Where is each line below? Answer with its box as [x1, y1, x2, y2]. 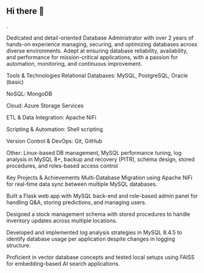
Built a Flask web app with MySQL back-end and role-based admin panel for [6, 192, 198, 199]
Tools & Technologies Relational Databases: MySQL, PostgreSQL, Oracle [6, 71, 188, 79]
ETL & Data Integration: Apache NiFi [6, 113, 96, 121]
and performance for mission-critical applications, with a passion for [6, 53, 178, 61]
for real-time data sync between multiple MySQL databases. [6, 180, 158, 188]
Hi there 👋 [6, 6, 44, 16]
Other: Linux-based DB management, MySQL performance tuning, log [6, 149, 181, 156]
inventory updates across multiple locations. [6, 217, 118, 224]
